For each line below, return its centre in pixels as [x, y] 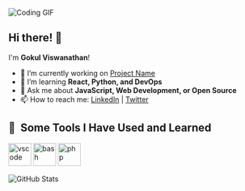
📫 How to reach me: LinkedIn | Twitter [84, 99]
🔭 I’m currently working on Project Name [88, 73]
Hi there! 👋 [36, 38]
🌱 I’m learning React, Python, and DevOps [91, 82]
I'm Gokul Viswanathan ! [49, 57]
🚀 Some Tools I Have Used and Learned [110, 128]
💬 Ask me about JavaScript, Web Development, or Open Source [128, 90]
